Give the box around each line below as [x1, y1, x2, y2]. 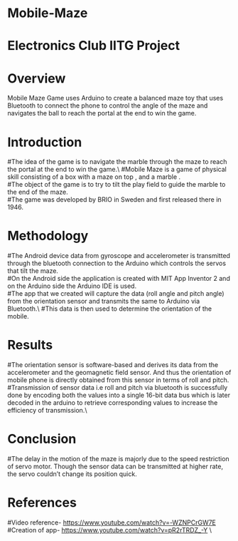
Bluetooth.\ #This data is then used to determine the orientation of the [7, 304, 212, 313]
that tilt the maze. [7, 267, 59, 275]
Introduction [7, 134, 82, 150]
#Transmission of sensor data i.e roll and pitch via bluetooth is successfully [7, 383, 228, 392]
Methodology [7, 228, 89, 244]
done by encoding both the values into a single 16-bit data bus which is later [7, 391, 231, 400]
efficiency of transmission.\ [7, 406, 87, 415]
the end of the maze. [7, 187, 69, 197]
